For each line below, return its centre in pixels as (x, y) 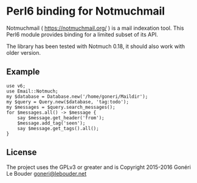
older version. (24, 52)
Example (23, 72)
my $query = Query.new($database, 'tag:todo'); (68, 102)
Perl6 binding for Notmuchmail (86, 11)
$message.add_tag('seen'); (51, 123)
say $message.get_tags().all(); (58, 128)
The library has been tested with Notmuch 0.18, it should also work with (96, 46)
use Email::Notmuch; (33, 91)
